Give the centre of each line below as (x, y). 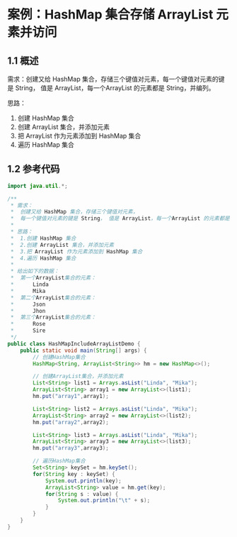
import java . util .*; (38, 186)
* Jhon (28, 311)
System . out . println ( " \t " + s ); (104, 501)
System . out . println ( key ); (83, 481)
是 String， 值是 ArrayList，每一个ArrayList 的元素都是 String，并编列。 (111, 88)
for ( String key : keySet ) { (74, 474)
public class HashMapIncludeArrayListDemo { (74, 344)
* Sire (28, 331)
